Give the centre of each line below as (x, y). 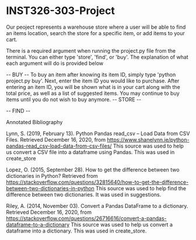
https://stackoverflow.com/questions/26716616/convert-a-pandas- (86, 218)
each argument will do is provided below (55, 63)
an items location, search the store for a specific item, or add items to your (96, 33)
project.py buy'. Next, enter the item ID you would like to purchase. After (93, 81)
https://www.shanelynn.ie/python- (148, 139)
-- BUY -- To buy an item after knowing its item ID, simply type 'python (91, 74)
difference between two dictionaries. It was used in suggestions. (84, 194)
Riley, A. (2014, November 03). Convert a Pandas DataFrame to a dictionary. (97, 205)
